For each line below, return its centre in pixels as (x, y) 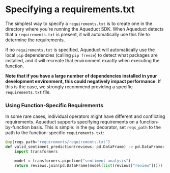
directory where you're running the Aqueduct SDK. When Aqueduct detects (84, 29)
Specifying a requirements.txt (70, 9)
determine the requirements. (35, 40)
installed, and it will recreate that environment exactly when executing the (82, 60)
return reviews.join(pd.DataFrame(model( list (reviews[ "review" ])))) (89, 165)
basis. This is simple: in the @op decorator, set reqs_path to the (96, 127)
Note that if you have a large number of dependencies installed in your (81, 76)
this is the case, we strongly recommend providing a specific (69, 86)
